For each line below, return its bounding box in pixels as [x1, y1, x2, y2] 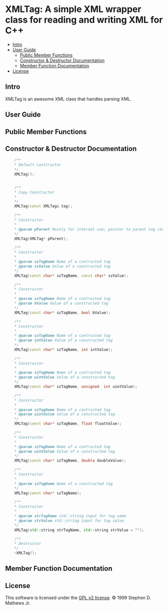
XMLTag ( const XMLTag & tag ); [14, 204, 72, 209]
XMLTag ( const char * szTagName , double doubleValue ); [14, 458, 126, 463]
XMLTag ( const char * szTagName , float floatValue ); [14, 421, 122, 427]
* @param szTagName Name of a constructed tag [14, 481, 113, 486]
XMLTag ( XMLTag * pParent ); [14, 236, 68, 241]
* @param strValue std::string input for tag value [14, 518, 124, 523]
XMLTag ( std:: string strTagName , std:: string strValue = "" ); [14, 527, 144, 532]
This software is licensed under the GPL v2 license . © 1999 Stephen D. [5, 595, 151, 601]
